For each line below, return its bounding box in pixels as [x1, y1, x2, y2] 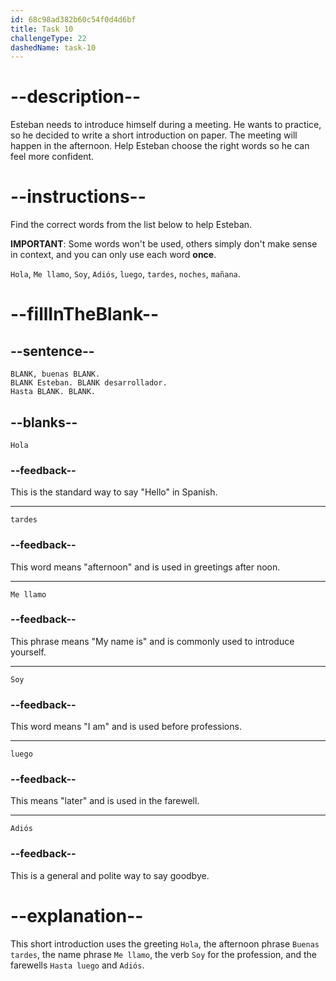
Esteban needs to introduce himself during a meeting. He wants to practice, [10, 119, 322, 131]
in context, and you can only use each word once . [10, 249, 217, 261]
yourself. [10, 646, 47, 658]
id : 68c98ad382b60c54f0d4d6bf [10, 14, 137, 25]
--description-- [10, 86, 142, 108]
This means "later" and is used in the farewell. [10, 795, 200, 807]
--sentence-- [10, 342, 95, 360]
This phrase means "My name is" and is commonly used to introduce [10, 635, 295, 647]
